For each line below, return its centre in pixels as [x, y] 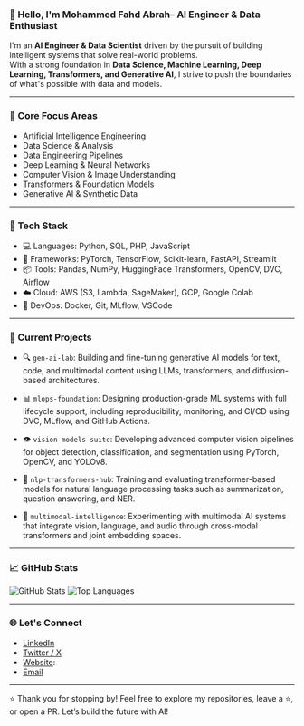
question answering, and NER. [79, 499]
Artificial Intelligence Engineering [84, 136]
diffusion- [271, 371]
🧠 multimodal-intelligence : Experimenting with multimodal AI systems [154, 517]
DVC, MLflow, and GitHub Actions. [86, 421]
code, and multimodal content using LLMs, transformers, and [136, 371]
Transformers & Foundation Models [88, 184]
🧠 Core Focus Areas [53, 116]
